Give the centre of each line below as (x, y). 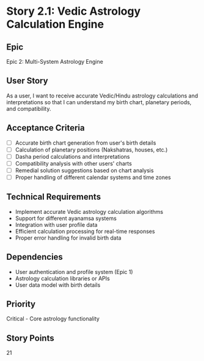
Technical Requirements (54, 197)
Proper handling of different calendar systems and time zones (93, 177)
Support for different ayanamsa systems (66, 218)
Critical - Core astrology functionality (53, 319)
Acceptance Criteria (46, 128)
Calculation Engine (55, 24)
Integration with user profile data (56, 224)
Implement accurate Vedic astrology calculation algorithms (89, 211)
